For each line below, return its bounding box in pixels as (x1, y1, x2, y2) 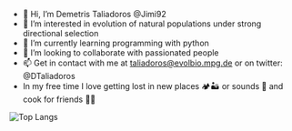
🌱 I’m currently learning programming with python (22, 37, 209, 48)
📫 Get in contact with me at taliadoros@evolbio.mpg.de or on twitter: (22, 57, 284, 68)
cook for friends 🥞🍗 (22, 94, 96, 105)
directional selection (22, 28, 99, 38)
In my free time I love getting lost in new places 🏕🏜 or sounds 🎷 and (22, 81, 284, 91)
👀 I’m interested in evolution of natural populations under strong (22, 18, 262, 29)
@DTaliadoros (22, 71, 76, 81)
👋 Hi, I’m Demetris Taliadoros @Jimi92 (22, 9, 166, 19)
